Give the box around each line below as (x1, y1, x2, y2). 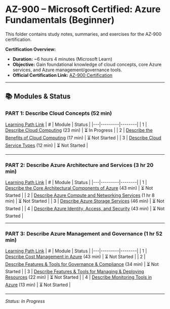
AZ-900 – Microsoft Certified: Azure (5, 4, 161, 15)
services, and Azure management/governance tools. (12, 67, 122, 73)
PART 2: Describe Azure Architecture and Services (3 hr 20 (5, 161, 154, 168)
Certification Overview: (5, 46, 56, 52)
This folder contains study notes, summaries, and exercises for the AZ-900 (5, 31, 162, 37)
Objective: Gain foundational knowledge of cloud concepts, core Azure (12, 61, 162, 67)
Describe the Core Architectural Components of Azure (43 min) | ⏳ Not (5, 185, 153, 191)
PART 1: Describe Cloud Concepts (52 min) (5, 110, 112, 117)
